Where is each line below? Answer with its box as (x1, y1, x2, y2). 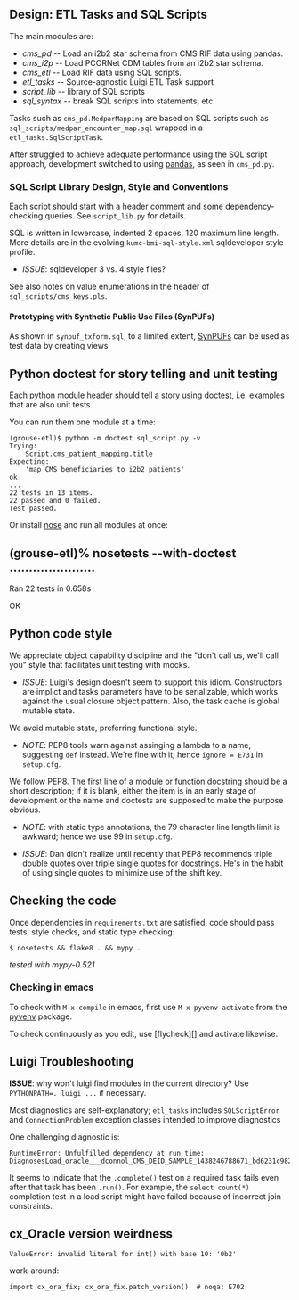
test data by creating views (9, 341, 109, 351)
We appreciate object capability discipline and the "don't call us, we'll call (9, 650, 279, 661)
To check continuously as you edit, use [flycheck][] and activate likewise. (9, 1028, 279, 1039)
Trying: (9, 441, 38, 451)
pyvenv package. (9, 1011, 73, 1022)
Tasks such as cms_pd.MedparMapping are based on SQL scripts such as (9, 112, 269, 123)
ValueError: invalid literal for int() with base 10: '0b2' (9, 1250, 238, 1259)
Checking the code (9, 893, 117, 909)
